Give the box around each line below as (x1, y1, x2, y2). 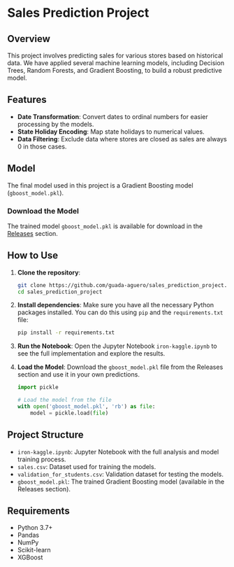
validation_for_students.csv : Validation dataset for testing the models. (17, 470, 224, 478)
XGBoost (17, 553, 43, 561)
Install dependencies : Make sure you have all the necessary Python (17, 301, 214, 309)
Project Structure (7, 429, 84, 441)
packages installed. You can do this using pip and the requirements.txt (17, 308, 224, 316)
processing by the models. (17, 120, 94, 128)
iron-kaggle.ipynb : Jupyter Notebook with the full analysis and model (17, 447, 219, 456)
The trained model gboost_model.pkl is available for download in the (7, 222, 203, 230)
